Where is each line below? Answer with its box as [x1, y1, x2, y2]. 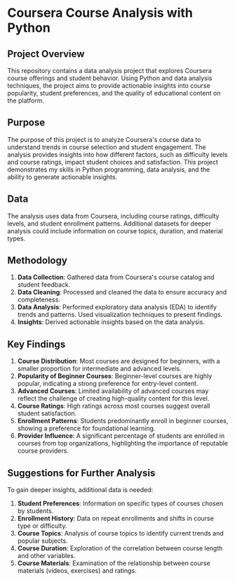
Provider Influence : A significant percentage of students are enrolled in [17, 432, 225, 440]
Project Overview [7, 48, 85, 60]
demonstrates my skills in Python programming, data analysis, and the [7, 165, 210, 174]
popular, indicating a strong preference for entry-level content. [17, 380, 199, 388]
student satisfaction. [17, 409, 77, 418]
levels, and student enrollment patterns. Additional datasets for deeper [7, 219, 212, 228]
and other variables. [17, 552, 76, 560]
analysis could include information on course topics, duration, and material [7, 226, 223, 235]
